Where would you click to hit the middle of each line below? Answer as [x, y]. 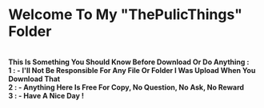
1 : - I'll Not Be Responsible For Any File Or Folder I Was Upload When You [132, 70]
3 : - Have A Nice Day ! [46, 95]
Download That [34, 79]
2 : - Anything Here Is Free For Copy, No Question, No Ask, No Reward [126, 87]
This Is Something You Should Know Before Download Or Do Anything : [129, 62]
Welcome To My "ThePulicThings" [125, 15]
